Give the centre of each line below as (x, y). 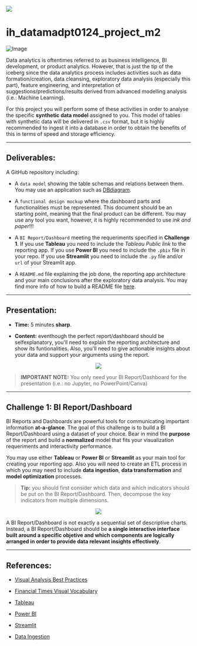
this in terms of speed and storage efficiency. (61, 134)
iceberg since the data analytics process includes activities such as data (94, 72)
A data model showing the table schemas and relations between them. (99, 183)
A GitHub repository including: (43, 172)
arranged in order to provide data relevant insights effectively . (84, 541)
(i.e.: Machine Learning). (36, 98)
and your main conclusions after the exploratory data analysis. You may (101, 280)
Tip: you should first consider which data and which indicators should (105, 488)
